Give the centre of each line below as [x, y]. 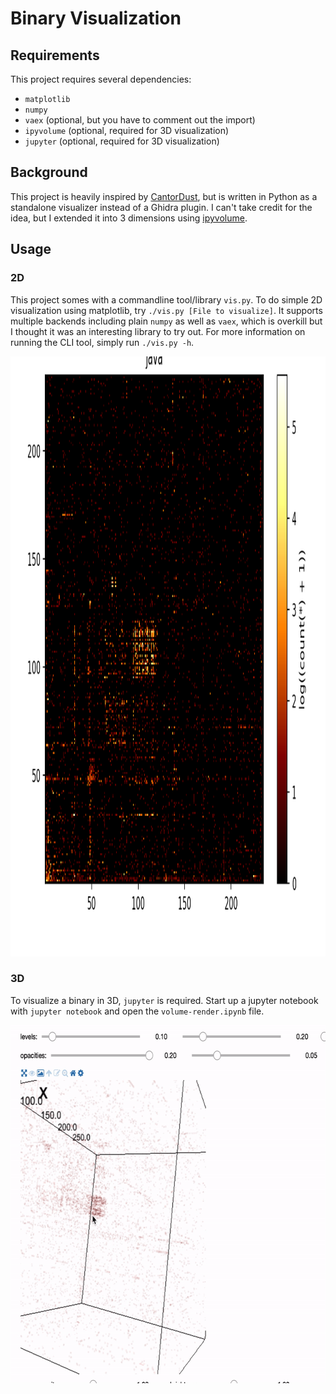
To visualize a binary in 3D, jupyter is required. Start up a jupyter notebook [164, 1000]
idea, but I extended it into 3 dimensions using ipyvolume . [129, 218]
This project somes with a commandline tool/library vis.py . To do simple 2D [166, 299]
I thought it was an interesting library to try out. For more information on [158, 331]
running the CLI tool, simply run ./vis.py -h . [102, 342]
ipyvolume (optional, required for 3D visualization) [127, 130]
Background [49, 172]
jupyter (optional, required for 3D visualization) [122, 141]
